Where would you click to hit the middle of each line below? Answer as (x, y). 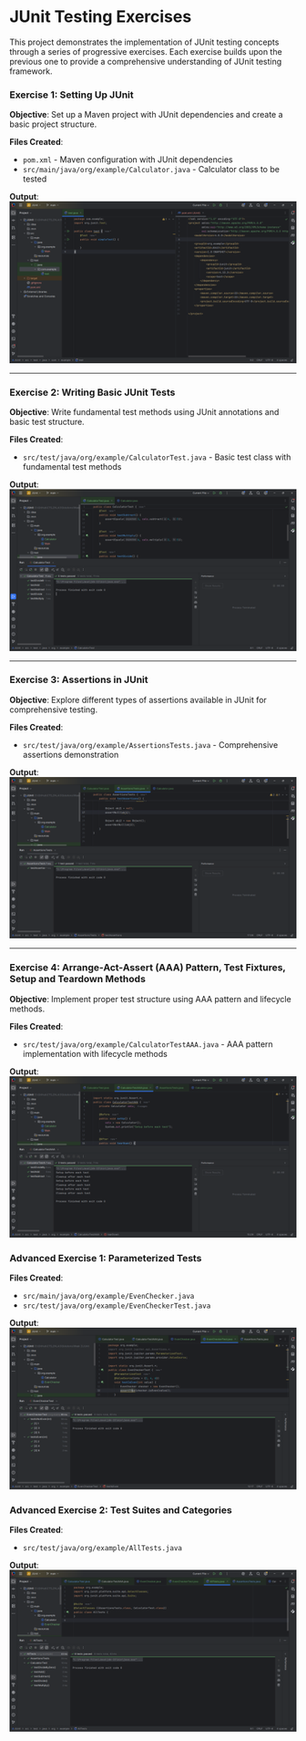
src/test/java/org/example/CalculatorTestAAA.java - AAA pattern (148, 1044)
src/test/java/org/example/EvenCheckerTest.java (117, 1306)
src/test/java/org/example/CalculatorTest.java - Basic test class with (157, 457)
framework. (31, 71)
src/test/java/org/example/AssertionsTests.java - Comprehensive (150, 744)
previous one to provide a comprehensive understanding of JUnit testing (146, 61)
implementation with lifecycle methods (95, 1053)
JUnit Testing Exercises (101, 17)
